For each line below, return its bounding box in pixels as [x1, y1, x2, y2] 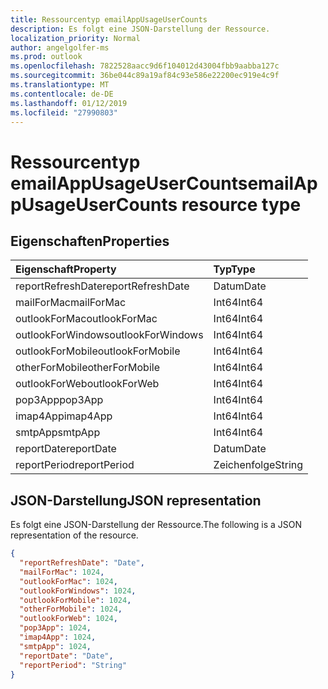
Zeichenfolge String [213, 458, 304, 472]
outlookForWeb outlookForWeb [15, 377, 160, 391]
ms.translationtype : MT [10, 80, 110, 90]
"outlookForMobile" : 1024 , [19, 595, 132, 605]
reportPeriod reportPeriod [15, 458, 135, 472]
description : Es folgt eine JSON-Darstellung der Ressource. [10, 24, 271, 34]
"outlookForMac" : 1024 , [19, 576, 118, 586]
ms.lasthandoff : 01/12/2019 [10, 98, 128, 108]
